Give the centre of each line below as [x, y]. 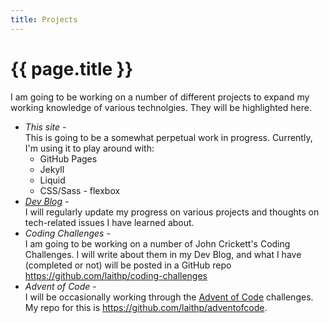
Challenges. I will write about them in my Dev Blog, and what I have [163, 254]
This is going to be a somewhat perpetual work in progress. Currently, [168, 137]
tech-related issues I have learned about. [109, 222]
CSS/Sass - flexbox [80, 190]
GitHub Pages [68, 158]
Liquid [52, 180]
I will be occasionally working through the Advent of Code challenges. [169, 297]
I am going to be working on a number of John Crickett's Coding [157, 243]
